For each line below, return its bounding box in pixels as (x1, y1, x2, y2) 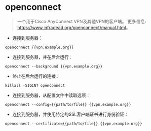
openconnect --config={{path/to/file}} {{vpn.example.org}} (5, 102, 132, 107)
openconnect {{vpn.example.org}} (5, 45, 74, 50)
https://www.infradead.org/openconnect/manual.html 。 (17, 24, 131, 31)
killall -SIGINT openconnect (5, 83, 65, 88)
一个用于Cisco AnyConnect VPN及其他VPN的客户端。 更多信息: (17, 18, 147, 24)
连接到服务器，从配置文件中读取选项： (12, 92, 90, 98)
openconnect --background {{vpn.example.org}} (5, 64, 103, 69)
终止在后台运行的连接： (12, 73, 60, 79)
